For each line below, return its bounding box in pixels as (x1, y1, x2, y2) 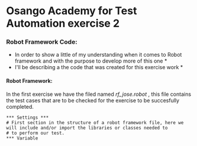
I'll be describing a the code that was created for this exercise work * (14, 64, 183, 71)
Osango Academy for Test (6, 4, 137, 18)
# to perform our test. (6, 130, 65, 136)
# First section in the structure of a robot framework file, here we (6, 119, 184, 125)
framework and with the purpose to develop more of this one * (14, 57, 167, 64)
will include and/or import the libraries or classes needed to (6, 125, 168, 131)
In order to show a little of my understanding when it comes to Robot (14, 51, 182, 59)
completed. (6, 103, 34, 110)
